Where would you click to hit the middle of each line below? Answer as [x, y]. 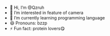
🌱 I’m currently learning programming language [57, 18]
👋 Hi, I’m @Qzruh [27, 8]
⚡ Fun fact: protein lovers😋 [37, 28]
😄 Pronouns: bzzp [28, 23]
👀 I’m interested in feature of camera [46, 13]
